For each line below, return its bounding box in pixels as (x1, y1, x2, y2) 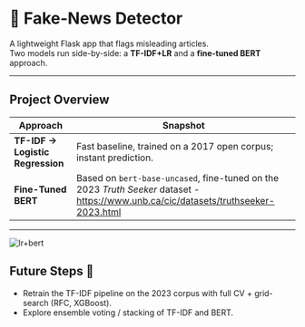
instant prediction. (75, 151, 154, 164)
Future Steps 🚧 (9, 264, 94, 279)
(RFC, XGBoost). (50, 297, 112, 308)
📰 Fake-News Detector (9, 8, 183, 29)
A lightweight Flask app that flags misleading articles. (9, 38, 209, 49)
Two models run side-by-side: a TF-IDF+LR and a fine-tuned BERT (9, 47, 261, 58)
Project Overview (9, 92, 110, 108)
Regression (14, 157, 64, 169)
